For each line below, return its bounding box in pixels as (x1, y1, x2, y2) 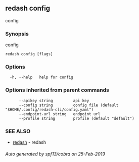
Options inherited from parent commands (5, 86, 110, 93)
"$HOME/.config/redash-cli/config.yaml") (5, 107, 94, 112)
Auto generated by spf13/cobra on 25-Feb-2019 (5, 151, 105, 157)
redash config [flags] (5, 52, 53, 57)
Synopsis (5, 30, 29, 37)
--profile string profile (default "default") (18, 116, 135, 121)
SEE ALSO (5, 127, 31, 135)
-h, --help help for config (10, 75, 73, 80)
